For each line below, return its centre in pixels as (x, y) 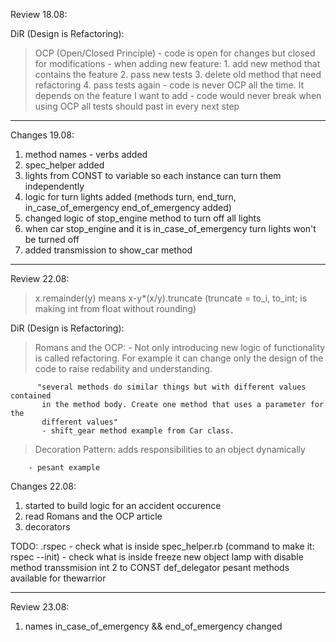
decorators (47, 527)
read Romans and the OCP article (93, 516)
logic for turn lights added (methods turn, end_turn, (130, 197)
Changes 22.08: (43, 486)
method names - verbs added (86, 154)
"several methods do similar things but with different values (171, 387)
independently (54, 186)
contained (31, 396)
